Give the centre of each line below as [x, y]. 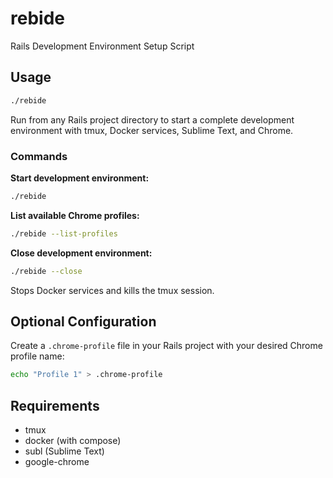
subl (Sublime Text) [64, 451]
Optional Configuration [83, 321]
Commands [39, 156]
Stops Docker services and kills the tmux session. [112, 290]
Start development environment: [80, 178]
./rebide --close [46, 271]
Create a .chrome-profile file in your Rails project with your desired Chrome [166, 346]
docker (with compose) [73, 441]
